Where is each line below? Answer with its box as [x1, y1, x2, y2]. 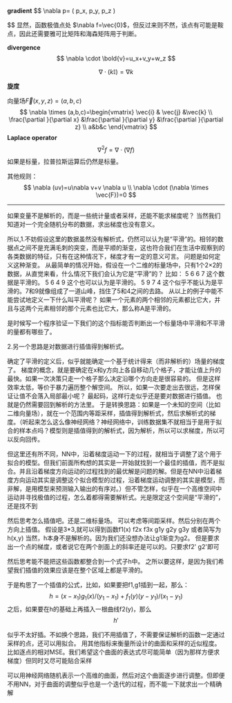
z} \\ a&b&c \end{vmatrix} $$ [75, 123, 157, 131]
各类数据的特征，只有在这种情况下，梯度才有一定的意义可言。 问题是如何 [7, 252, 215, 260]
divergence [7, 44, 41, 51]
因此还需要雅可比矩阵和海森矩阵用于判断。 [19, 30, 140, 37]
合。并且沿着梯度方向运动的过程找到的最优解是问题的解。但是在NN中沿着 [7, 467, 216, 475]
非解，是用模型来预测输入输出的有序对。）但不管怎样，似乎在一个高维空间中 [7, 484, 222, 492]
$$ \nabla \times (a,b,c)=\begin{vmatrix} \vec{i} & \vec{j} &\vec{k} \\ [19, 108, 213, 116]
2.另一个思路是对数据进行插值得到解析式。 [7, 342, 128, 350]
